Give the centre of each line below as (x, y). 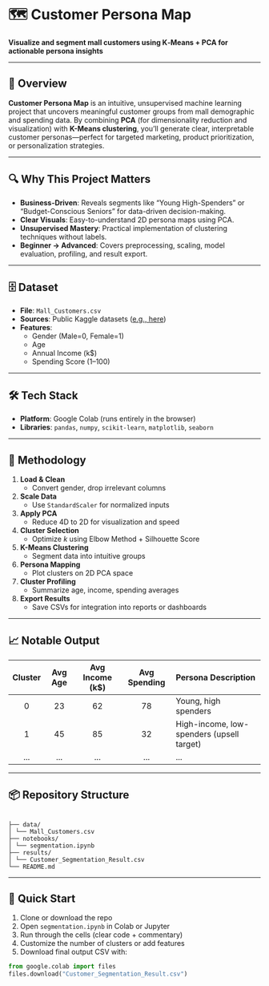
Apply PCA (38, 513)
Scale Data (38, 496)
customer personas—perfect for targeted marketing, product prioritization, (131, 137)
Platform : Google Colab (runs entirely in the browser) (108, 419)
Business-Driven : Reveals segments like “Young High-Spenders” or (132, 202)
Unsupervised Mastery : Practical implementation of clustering (124, 228)
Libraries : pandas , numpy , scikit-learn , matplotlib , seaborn (117, 427)
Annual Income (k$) (64, 354)
